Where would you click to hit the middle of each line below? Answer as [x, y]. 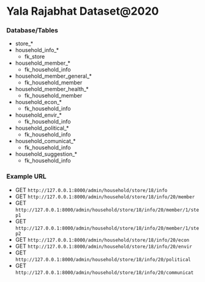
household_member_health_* [52, 89]
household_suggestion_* [46, 154]
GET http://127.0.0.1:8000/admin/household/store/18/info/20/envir [104, 246]
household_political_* [42, 128]
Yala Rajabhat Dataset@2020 [83, 11]
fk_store [35, 57]
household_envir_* [39, 115]
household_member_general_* [54, 76]
